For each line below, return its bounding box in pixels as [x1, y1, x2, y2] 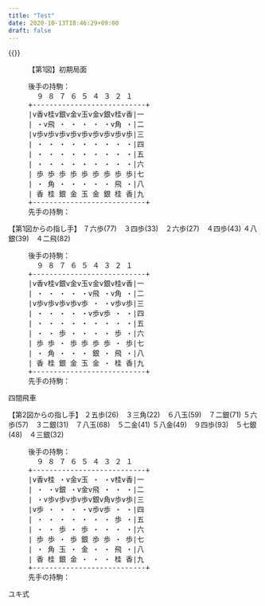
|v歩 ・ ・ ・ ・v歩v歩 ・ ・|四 [28, 505, 145, 514]
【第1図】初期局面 [28, 65, 88, 74]
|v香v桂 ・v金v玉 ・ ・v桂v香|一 [28, 475, 145, 484]
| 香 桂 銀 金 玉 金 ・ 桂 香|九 [28, 359, 145, 368]
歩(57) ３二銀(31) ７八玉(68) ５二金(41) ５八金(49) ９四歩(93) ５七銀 [8, 420, 257, 430]
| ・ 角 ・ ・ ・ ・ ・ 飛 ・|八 [28, 180, 145, 189]
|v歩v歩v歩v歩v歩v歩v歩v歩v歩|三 [28, 130, 145, 139]
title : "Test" [8, 11, 56, 20]
